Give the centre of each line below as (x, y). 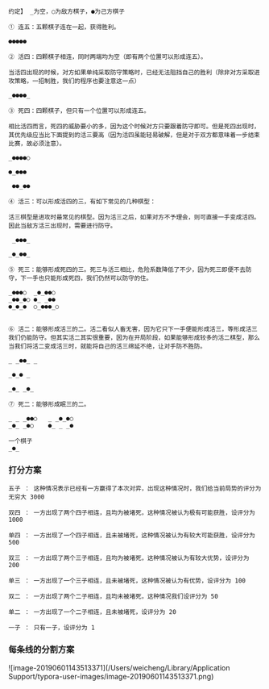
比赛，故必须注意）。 (37, 144)
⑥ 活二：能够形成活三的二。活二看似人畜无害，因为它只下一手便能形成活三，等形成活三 (133, 329)
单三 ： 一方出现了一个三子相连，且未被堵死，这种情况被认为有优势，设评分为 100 (127, 581)
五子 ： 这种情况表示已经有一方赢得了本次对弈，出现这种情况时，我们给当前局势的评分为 (135, 489)
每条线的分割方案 (41, 649)
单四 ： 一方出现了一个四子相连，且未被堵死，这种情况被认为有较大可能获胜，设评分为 (132, 536)
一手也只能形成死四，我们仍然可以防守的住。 (89, 278)
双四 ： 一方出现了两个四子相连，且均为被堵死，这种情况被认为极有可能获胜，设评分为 (132, 513)
